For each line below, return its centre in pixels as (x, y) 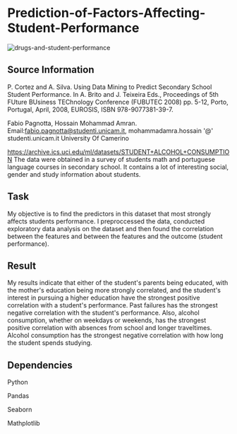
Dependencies (40, 365)
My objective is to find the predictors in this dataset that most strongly (109, 213)
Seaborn (20, 410)
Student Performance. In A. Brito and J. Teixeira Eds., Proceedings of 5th (113, 94)
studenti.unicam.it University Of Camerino (68, 138)
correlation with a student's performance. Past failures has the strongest (113, 305)
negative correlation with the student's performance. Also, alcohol (103, 313)
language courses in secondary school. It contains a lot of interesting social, (118, 167)
